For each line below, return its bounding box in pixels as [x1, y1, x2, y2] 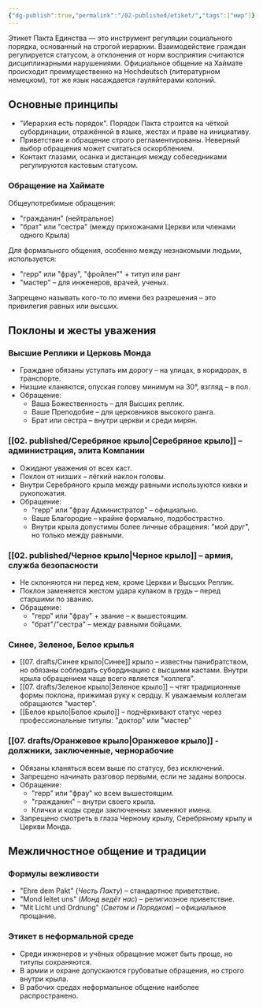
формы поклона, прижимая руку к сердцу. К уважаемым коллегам [19, 690, 246, 700]
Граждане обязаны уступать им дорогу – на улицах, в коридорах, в [19, 366, 247, 375]
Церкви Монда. [19, 821, 72, 831]
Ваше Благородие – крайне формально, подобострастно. [31, 513, 225, 523]
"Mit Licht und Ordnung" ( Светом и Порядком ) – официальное [19, 903, 227, 913]
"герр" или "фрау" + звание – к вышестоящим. [31, 612, 188, 621]
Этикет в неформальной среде [8, 931, 134, 942]
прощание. [19, 911, 57, 921]
